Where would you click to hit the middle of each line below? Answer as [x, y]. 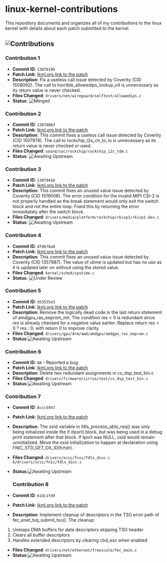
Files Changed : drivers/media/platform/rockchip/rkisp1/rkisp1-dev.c [86, 217]
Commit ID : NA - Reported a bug [45, 363]
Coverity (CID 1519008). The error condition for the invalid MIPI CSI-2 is [86, 196]
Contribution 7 [23, 397]
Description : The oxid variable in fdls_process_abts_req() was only [81, 426]
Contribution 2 [23, 114]
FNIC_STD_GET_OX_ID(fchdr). [43, 448]
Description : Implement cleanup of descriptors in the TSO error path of [86, 515]
